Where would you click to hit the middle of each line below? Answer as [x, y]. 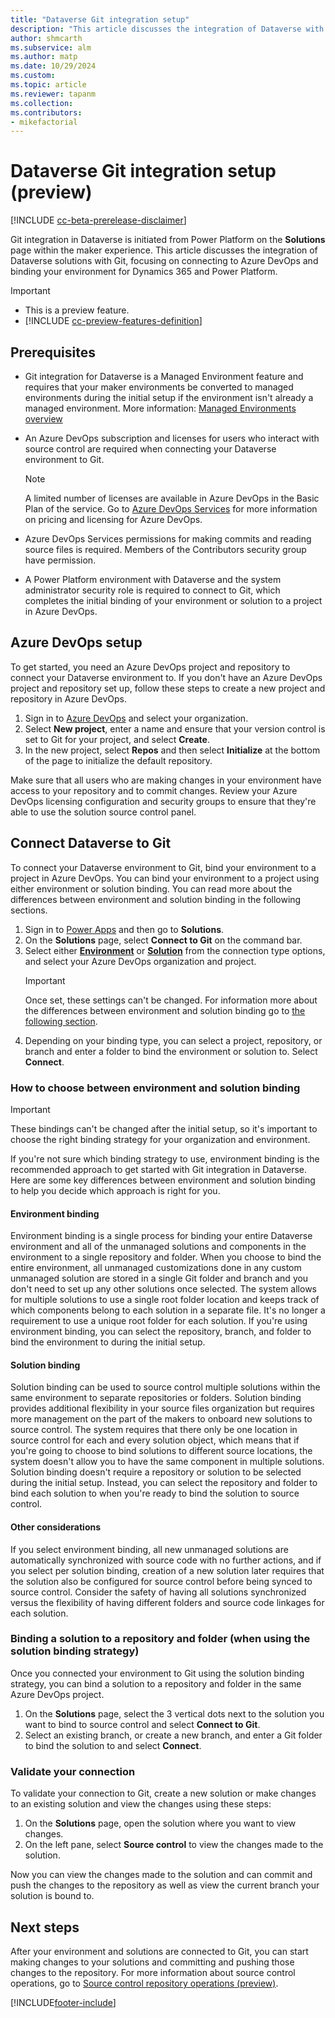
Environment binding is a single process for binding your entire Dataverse [161, 1236]
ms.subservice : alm [51, 47]
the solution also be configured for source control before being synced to [161, 1581]
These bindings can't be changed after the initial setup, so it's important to [164, 1128]
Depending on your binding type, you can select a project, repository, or [173, 1040]
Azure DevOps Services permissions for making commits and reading [168, 539]
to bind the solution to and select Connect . [113, 1745]
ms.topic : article [48, 85]
